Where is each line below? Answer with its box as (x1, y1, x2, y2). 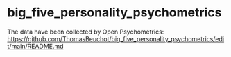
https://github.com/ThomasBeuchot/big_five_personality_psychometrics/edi (7, 34, 224, 43)
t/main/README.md (7, 42, 64, 50)
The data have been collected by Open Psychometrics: (7, 27, 164, 36)
